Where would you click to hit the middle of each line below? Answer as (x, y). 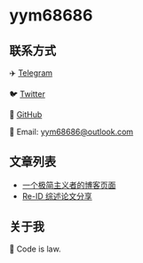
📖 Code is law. (35, 249)
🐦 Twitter (28, 94)
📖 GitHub (26, 115)
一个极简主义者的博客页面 (69, 185)
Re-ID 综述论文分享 (57, 195)
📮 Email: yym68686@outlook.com (71, 131)
